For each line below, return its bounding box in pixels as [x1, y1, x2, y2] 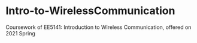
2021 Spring [5, 29, 35, 37]
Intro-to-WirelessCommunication [5, 4, 175, 18]
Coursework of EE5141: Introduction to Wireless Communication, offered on [5, 24, 192, 31]
